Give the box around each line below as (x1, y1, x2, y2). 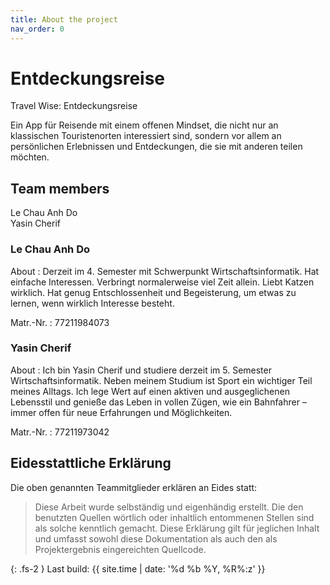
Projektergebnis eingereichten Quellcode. (34, 543, 207, 555)
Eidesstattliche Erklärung (10, 455, 172, 472)
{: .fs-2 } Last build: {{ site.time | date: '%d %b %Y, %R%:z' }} (10, 562, 266, 575)
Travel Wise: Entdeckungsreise (10, 100, 138, 112)
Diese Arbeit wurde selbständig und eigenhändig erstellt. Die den (34, 501, 304, 513)
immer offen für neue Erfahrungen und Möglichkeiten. (10, 406, 233, 418)
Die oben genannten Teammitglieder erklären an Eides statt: (10, 481, 258, 493)
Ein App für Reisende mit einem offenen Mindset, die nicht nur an (10, 119, 279, 131)
